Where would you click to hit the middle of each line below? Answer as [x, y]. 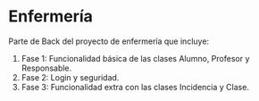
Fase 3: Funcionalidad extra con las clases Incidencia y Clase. [135, 87]
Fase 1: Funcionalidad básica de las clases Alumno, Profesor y [135, 58]
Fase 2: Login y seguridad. [70, 77]
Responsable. [46, 68]
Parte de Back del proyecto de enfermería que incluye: [109, 41]
